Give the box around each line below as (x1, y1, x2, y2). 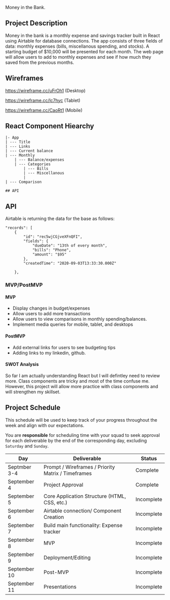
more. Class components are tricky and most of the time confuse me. (5, 378, 150, 384)
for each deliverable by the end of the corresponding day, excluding (5, 437, 147, 443)
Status (141, 455, 157, 462)
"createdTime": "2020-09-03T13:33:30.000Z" (23, 261, 116, 266)
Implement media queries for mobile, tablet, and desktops (12, 321, 133, 327)
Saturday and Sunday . (5, 443, 49, 449)
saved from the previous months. (5, 59, 74, 65)
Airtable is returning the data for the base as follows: (5, 215, 115, 222)
